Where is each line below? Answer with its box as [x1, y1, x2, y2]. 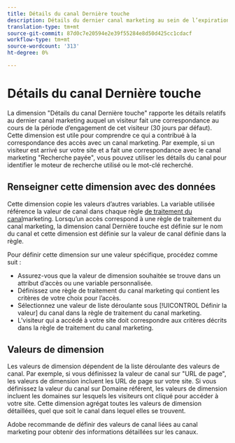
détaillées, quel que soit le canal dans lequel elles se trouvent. [7, 407, 186, 415]
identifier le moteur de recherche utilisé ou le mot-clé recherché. [7, 160, 194, 169]
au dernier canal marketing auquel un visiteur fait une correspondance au [7, 116, 219, 125]
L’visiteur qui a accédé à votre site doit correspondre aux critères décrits [17, 316, 227, 324]
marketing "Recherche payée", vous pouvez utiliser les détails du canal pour [7, 153, 227, 162]
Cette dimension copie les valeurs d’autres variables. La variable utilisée [7, 199, 215, 208]
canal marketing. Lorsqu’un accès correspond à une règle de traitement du [7, 214, 222, 223]
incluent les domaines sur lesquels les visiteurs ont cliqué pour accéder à [7, 392, 219, 400]
